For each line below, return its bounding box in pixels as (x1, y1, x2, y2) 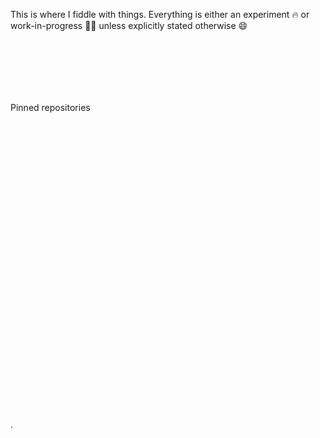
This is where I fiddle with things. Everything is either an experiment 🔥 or (10, 9, 310, 20)
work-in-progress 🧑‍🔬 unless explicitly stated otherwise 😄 (10, 20, 248, 31)
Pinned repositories (10, 101, 91, 113)
